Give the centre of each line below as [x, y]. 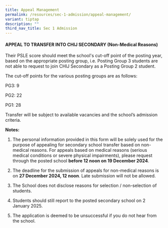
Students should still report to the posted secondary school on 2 [79, 200]
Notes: [13, 130]
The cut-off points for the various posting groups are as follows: [71, 76]
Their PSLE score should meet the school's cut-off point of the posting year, [84, 56]
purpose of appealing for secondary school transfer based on [76, 145]
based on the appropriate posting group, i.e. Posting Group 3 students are [81, 61]
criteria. [13, 120]
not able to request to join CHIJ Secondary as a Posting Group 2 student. [80, 66]
